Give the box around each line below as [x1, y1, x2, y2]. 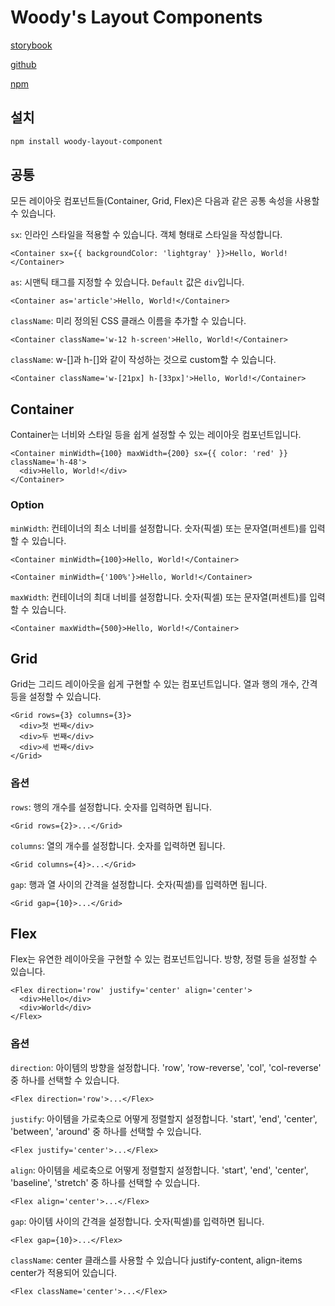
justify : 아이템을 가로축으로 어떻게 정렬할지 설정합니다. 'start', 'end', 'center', [10, 1112, 318, 1125]
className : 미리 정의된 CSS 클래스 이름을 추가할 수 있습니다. [10, 315, 247, 327]
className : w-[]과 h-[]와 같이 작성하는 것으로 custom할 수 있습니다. [10, 354, 277, 366]
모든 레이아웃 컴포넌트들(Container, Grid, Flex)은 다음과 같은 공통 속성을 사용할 [10, 195, 320, 207]
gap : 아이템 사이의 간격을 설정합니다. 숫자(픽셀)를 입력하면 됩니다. [10, 1215, 265, 1227]
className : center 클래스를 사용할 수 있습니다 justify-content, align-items [10, 1254, 303, 1266]
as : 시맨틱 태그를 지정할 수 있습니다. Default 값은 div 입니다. [10, 276, 245, 288]
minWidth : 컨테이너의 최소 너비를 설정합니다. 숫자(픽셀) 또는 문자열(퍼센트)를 [10, 522, 307, 534]
